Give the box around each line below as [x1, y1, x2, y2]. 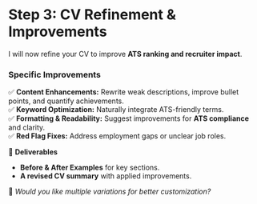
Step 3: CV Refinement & [8, 6, 176, 24]
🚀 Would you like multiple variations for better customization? [8, 186, 211, 197]
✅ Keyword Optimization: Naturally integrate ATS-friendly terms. [8, 105, 224, 114]
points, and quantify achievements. [8, 96, 124, 106]
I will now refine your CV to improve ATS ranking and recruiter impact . [8, 49, 243, 58]
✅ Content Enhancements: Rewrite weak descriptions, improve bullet [8, 87, 239, 97]
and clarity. [8, 122, 46, 133]
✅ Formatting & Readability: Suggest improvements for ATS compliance [8, 114, 250, 123]
